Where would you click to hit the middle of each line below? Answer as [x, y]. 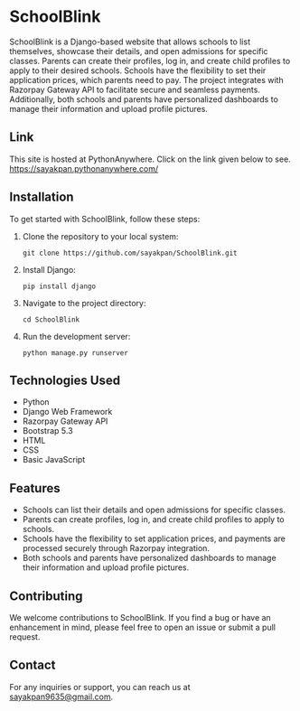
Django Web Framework [67, 412]
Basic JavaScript [54, 460]
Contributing [46, 596]
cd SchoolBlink [51, 319]
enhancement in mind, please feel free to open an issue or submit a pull [142, 627]
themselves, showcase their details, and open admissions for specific [139, 51]
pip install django [59, 286]
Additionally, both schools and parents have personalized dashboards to [144, 99]
